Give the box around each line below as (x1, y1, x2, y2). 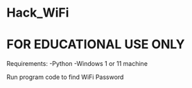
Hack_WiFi (6, 5, 69, 21)
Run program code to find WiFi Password (6, 73, 124, 81)
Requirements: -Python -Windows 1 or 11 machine (6, 60, 148, 68)
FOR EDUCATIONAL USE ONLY (6, 37, 185, 53)
